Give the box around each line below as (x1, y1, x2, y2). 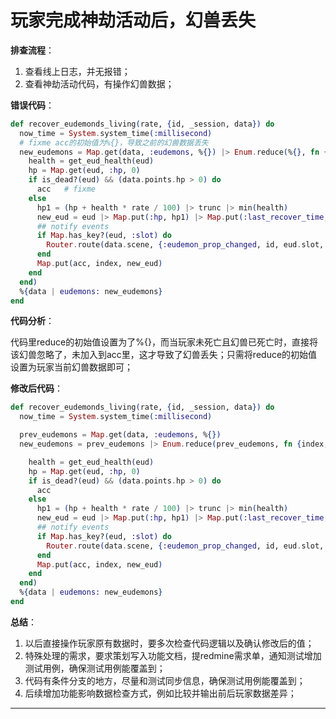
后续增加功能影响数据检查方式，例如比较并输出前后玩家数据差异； (24, 687, 297, 699)
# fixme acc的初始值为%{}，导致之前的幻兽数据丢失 (19, 137, 209, 148)
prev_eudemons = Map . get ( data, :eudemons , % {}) (19, 430, 222, 440)
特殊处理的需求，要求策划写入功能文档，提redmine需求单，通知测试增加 (24, 649, 322, 661)
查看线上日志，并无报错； (24, 65, 131, 77)
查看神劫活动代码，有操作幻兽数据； (24, 77, 175, 90)
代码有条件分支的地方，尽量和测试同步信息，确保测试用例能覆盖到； (24, 674, 306, 686)
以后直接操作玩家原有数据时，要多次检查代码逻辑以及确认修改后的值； (24, 637, 315, 649)
